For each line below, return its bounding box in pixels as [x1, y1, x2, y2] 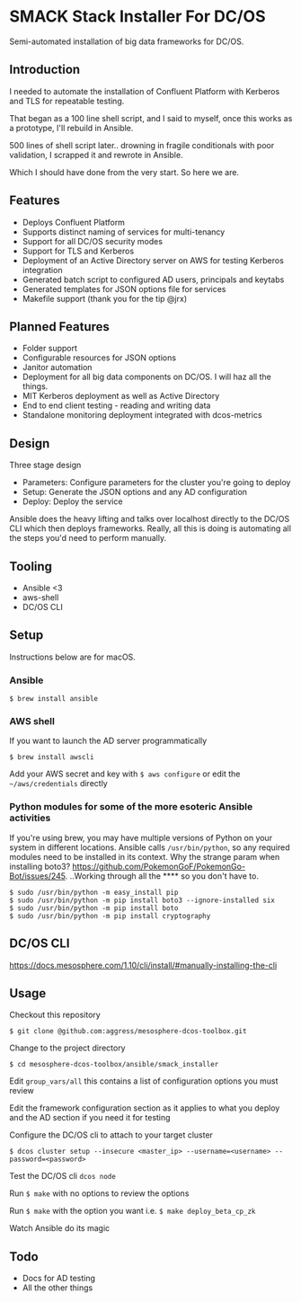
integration [22, 264, 63, 275]
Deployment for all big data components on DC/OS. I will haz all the [22, 371, 271, 383]
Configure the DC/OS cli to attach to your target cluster [9, 1129, 214, 1140]
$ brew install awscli [9, 753, 94, 762]
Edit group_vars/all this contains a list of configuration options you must [9, 1076, 279, 1086]
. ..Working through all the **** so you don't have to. [65, 870, 259, 881]
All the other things [22, 1282, 93, 1293]
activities [9, 811, 51, 824]
